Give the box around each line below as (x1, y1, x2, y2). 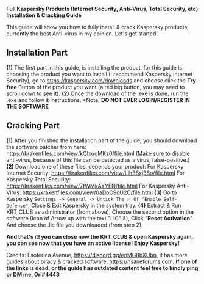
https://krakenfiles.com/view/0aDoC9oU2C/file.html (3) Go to (22, 189, 177, 196)
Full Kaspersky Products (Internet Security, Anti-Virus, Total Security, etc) (6, 5, 199, 12)
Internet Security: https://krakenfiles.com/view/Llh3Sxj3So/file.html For (6, 169, 185, 177)
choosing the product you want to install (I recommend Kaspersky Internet (6, 70, 193, 78)
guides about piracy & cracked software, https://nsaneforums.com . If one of (6, 258, 197, 265)
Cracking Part (6, 120, 60, 131)
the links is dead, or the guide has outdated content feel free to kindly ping (6, 264, 199, 271)
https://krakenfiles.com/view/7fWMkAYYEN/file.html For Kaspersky (6, 182, 175, 189)
